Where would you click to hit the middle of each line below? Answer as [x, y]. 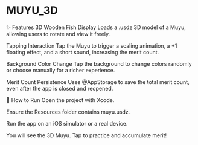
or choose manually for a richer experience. [61, 70]
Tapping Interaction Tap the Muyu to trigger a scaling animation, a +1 [92, 45]
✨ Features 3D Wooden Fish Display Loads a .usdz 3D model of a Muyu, [96, 27]
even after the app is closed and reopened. [60, 88]
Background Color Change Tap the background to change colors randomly [99, 63]
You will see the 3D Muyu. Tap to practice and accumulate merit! [87, 135]
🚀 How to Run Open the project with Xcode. [60, 100]
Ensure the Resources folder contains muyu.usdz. [68, 112]
